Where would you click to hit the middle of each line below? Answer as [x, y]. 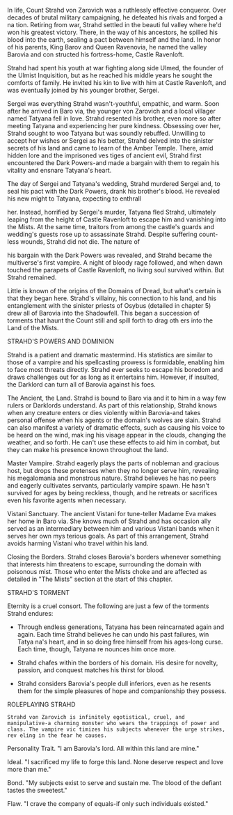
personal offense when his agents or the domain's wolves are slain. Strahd [114, 420]
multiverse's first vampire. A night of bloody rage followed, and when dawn [115, 263]
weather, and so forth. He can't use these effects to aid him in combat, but [114, 442]
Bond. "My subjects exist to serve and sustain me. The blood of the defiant [114, 783]
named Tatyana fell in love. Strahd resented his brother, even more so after [114, 118]
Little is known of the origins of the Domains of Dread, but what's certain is [114, 291]
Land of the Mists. [33, 328]
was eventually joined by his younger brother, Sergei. [83, 90]
